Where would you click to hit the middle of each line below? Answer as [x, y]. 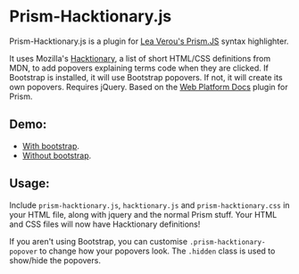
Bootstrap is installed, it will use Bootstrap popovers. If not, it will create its [146, 77]
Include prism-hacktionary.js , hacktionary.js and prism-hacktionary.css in [149, 205]
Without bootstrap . [57, 155]
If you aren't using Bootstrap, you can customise [99, 241]
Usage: [30, 183]
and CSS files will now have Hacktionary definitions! [105, 224]
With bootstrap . [51, 145]
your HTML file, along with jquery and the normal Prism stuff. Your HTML [143, 214]
